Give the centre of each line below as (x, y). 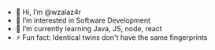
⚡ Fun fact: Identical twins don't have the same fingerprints (111, 37)
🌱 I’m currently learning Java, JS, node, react (89, 29)
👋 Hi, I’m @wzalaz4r (48, 12)
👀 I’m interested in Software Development (83, 20)
